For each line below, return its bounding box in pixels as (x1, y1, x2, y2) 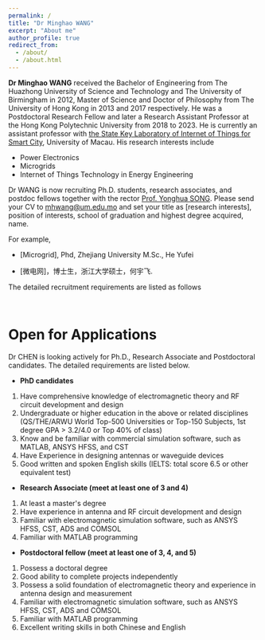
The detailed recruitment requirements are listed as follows (8, 282, 201, 292)
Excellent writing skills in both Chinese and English (19, 622, 186, 632)
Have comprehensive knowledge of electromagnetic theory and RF (19, 391, 240, 401)
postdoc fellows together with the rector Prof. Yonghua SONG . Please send (8, 193, 255, 203)
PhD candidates (19, 375, 74, 385)
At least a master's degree (19, 498, 107, 508)
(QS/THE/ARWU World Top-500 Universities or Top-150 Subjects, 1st (19, 416, 247, 426)
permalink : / (8, 11, 52, 20)
